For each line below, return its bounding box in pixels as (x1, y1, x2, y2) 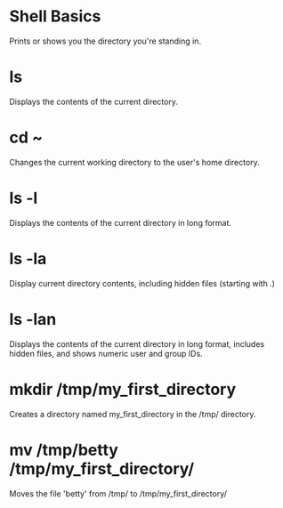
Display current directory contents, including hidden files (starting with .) (9, 278, 276, 288)
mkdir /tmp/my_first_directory (9, 379, 237, 399)
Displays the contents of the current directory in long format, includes (9, 338, 265, 349)
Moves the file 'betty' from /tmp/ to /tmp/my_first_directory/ (9, 488, 227, 499)
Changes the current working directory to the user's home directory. (9, 157, 260, 167)
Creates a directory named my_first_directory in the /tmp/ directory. (9, 408, 256, 419)
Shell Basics (9, 6, 101, 27)
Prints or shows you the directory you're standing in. (9, 36, 202, 46)
